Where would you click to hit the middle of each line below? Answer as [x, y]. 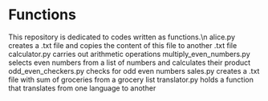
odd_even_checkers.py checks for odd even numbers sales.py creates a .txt [134, 71]
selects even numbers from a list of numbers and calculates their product [130, 63]
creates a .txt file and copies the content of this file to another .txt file [123, 45]
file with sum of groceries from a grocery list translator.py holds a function [131, 79]
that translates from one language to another [82, 88]
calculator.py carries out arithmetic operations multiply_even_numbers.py [129, 54]
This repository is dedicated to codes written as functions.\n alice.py [122, 37]
